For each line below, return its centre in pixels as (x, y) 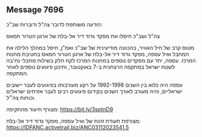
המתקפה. (17, 73)
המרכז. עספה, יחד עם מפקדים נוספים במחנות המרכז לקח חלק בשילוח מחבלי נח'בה (101, 60)
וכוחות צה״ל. (21, 97)
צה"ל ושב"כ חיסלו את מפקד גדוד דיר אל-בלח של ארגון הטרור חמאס (83, 36)
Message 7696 (35, 10)
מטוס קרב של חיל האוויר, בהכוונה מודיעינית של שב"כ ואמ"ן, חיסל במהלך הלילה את (100, 47)
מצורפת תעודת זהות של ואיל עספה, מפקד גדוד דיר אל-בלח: (73, 121)
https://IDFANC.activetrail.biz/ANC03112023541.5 (68, 127)
